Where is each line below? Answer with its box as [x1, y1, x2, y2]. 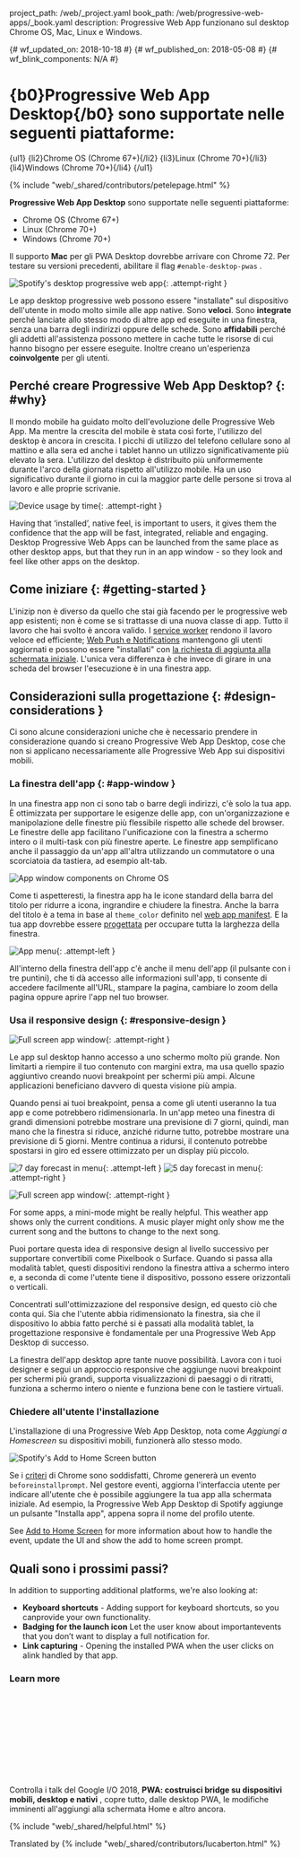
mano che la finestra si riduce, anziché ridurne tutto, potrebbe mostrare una [9, 1126, 289, 1137]
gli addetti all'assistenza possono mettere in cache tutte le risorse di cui [9, 333, 274, 344]
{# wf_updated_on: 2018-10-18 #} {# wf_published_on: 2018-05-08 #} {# [9, 44, 278, 55]
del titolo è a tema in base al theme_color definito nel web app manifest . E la [9, 909, 288, 920]
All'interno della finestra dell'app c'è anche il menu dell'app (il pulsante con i [9, 963, 291, 973]
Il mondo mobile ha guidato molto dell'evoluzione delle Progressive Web [9, 416, 276, 427]
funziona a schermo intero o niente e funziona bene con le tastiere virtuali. [9, 1383, 284, 1393]
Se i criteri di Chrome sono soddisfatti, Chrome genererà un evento [9, 1470, 257, 1481]
